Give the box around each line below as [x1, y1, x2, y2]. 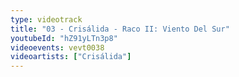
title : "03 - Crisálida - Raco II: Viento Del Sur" [10, 24, 230, 34]
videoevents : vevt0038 [10, 42, 105, 53]
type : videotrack [10, 14, 83, 25]
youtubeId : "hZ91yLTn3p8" [10, 33, 118, 43]
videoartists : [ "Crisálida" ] [10, 52, 132, 62]
